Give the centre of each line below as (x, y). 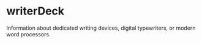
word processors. (28, 34)
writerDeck (36, 11)
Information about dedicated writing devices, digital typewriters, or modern (101, 28)
